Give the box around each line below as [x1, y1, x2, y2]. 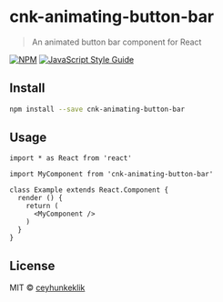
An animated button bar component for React [31, 36, 202, 47]
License [9, 257, 56, 274]
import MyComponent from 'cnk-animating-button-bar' [9, 170, 214, 179]
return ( [25, 202, 59, 211]
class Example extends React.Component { [9, 186, 169, 195]
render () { [17, 194, 64, 203]
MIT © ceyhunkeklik [9, 282, 86, 293]
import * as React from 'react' [9, 154, 132, 163]
